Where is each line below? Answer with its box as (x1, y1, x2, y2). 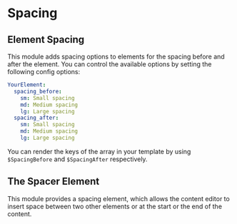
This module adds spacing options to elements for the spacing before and (7, 52, 225, 61)
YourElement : (7, 81, 46, 88)
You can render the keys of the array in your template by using (7, 147, 191, 156)
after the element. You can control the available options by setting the (7, 60, 212, 68)
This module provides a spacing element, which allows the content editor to (7, 194, 230, 203)
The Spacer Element (7, 175, 100, 188)
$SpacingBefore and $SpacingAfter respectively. (7, 155, 148, 163)
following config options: (7, 68, 81, 76)
